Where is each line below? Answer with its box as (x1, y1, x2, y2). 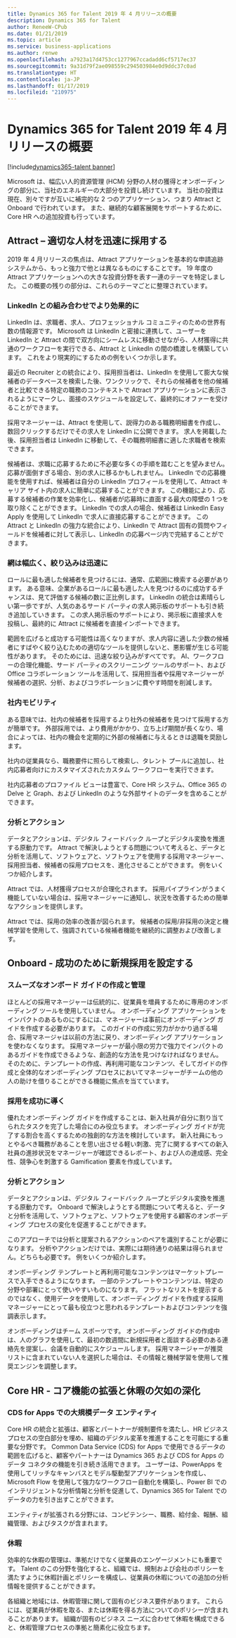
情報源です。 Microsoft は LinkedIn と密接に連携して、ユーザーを (19, 327, 207, 335)
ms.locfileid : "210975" (7, 89, 77, 96)
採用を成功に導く (7, 1096, 65, 1106)
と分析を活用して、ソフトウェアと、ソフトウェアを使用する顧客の (7, 1211, 198, 1220)
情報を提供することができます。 (7, 1582, 100, 1591)
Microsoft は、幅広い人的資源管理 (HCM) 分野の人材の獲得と (7, 177, 183, 186)
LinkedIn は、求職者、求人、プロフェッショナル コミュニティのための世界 (7, 318, 220, 327)
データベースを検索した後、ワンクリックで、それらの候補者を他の (25, 377, 216, 386)
